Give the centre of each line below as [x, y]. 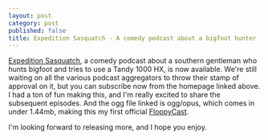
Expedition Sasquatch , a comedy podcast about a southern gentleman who [133, 61]
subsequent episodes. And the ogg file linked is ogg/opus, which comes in [132, 103]
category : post [34, 23]
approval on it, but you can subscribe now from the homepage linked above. [134, 86]
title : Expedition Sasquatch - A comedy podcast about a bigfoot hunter [132, 38]
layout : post [30, 16]
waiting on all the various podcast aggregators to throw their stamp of [124, 78]
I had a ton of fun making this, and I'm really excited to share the [114, 95]
